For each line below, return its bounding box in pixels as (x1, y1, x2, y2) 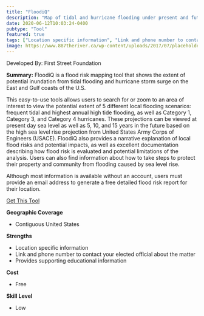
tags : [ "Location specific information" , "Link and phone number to (6, 37, 183, 43)
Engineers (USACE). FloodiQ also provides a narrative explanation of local (6, 134, 191, 142)
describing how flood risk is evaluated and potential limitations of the (6, 147, 179, 155)
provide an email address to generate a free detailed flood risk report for (6, 179, 188, 186)
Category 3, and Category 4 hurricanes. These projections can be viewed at (6, 115, 197, 122)
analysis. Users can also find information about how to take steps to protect (6, 154, 195, 161)
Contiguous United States (15, 220, 80, 228)
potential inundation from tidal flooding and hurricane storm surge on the (6, 77, 189, 85)
